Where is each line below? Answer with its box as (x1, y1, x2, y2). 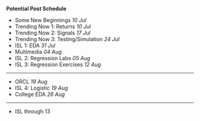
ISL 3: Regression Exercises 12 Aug (14, 61, 101, 68)
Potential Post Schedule (6, 5, 67, 12)
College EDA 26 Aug (14, 91, 65, 98)
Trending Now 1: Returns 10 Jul (14, 23, 91, 30)
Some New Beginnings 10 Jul (14, 17, 86, 23)
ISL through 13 (14, 108, 51, 115)
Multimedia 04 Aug (14, 48, 62, 55)
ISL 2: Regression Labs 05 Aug (14, 55, 90, 61)
